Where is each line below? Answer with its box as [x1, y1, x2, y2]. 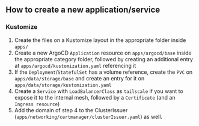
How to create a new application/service [5, 5, 161, 15]
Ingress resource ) [14, 100, 60, 107]
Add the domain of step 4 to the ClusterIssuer [14, 106, 128, 113]
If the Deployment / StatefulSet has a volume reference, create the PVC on [14, 68, 193, 76]
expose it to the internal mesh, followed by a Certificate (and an [14, 94, 176, 101]
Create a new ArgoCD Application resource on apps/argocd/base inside [14, 49, 192, 56]
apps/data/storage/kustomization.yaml [14, 82, 112, 88]
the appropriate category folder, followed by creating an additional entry [14, 55, 194, 62]
